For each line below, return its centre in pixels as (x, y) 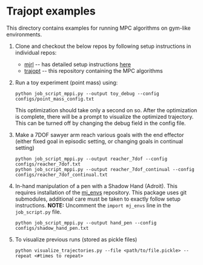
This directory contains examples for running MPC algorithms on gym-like (98, 28)
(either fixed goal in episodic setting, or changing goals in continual (99, 141)
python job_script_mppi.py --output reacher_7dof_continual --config (105, 169)
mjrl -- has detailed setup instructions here (78, 64)
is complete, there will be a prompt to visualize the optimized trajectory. (104, 116)
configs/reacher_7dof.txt (48, 164)
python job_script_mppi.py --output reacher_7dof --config (91, 159)
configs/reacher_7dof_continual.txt (61, 175)
